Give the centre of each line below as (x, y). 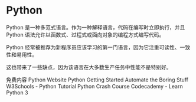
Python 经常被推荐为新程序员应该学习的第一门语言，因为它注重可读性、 (93, 47)
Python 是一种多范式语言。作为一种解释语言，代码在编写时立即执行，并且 (96, 27)
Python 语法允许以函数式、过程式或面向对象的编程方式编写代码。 (85, 34)
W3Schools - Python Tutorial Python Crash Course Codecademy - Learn (94, 86)
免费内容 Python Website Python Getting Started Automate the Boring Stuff (97, 80)
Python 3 (17, 93)
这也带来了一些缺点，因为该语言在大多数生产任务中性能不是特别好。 (89, 67)
